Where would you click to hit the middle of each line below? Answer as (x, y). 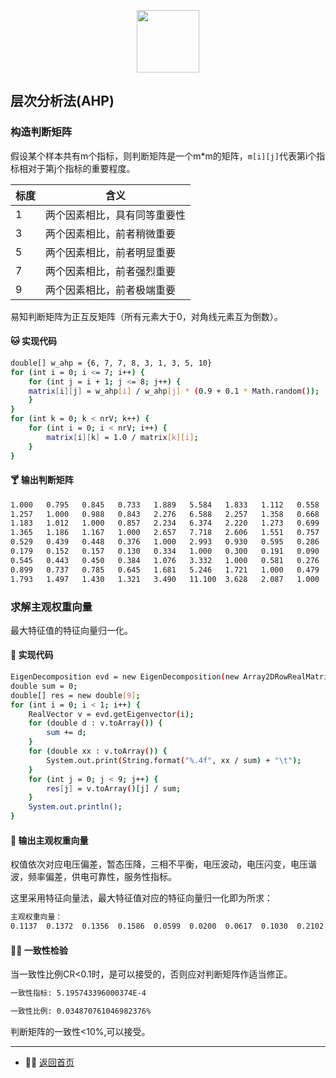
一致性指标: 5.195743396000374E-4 (78, 993)
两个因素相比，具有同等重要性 (116, 215)
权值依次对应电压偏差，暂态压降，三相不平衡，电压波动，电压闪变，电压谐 (163, 864)
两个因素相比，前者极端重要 (111, 290)
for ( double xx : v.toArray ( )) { (98, 751)
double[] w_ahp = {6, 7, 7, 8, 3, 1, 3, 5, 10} (111, 363)
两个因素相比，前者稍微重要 (111, 233)
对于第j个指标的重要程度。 (81, 168)
